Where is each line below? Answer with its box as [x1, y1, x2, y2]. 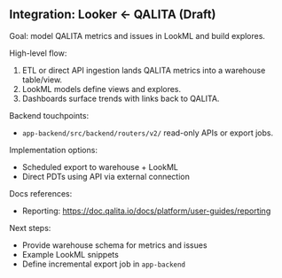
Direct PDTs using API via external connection [21, 171, 191, 181]
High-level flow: [9, 48, 67, 58]
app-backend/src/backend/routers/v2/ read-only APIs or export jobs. [21, 127, 273, 138]
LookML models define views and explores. [21, 83, 182, 94]
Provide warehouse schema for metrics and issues [21, 239, 208, 251]
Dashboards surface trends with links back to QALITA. [21, 93, 220, 104]
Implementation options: [9, 144, 98, 155]
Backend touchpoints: [9, 110, 90, 120]
